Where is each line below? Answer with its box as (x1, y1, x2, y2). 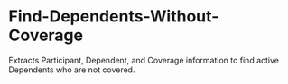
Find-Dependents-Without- (8, 6, 219, 27)
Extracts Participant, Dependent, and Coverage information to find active (8, 55, 279, 65)
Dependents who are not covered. (8, 64, 135, 75)
